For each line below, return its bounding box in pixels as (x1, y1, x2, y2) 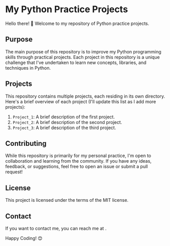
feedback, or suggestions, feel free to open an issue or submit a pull (5, 164, 148, 170)
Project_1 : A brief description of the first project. (12, 113, 115, 120)
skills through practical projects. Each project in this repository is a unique (5, 54, 160, 60)
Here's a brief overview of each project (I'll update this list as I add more (5, 98, 156, 105)
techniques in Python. (5, 65, 51, 71)
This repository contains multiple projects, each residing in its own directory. (5, 93, 165, 99)
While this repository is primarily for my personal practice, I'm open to (5, 152, 151, 159)
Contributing (5, 139, 47, 148)
